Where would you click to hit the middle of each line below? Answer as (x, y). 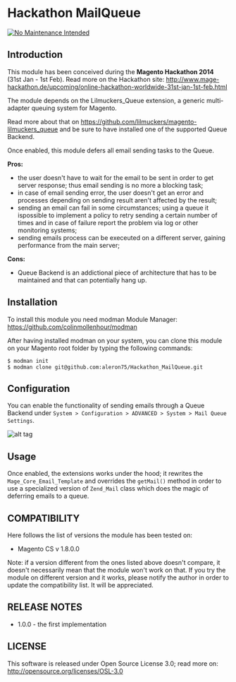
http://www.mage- (193, 79)
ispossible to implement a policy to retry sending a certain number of (117, 215)
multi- (215, 100)
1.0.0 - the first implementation (62, 624)
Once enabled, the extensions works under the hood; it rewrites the (105, 474)
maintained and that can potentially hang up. (82, 280)
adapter (19, 108)
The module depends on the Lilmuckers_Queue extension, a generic (106, 100)
